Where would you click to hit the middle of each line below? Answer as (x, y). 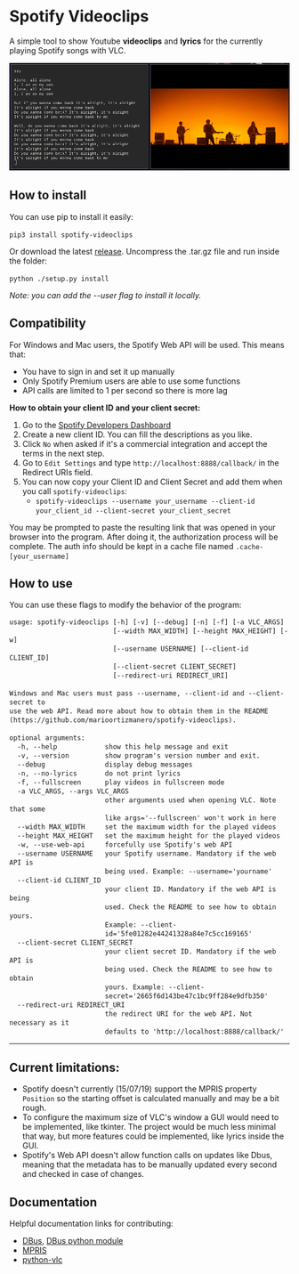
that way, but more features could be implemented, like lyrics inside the (153, 1136)
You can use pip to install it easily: (71, 216)
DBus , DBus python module (73, 1241)
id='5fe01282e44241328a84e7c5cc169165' (178, 934)
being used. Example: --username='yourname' (189, 872)
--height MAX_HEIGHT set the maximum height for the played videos (149, 836)
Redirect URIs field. (57, 472)
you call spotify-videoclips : (74, 491)
